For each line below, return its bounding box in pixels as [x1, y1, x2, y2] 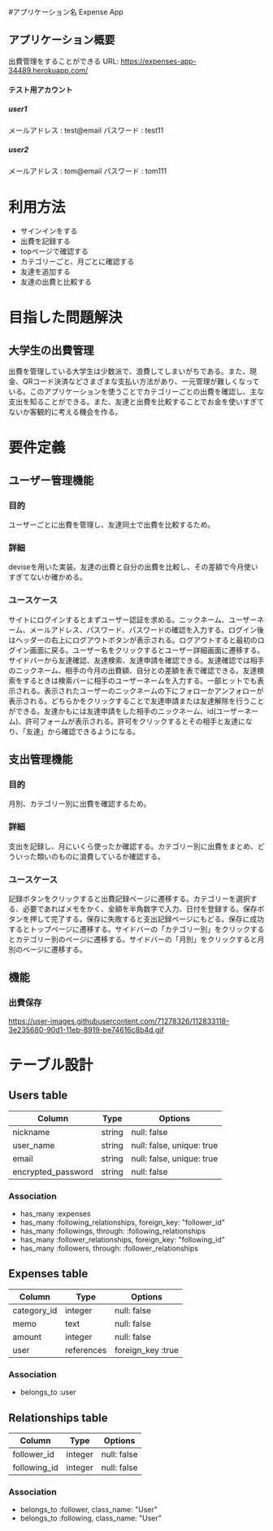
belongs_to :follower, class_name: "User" [19, 1505, 158, 1515]
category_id [12, 1304, 58, 1316]
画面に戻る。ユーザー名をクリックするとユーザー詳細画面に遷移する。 [29, 645, 265, 655]
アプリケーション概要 [8, 33, 115, 47]
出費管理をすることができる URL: [8, 56, 119, 66]
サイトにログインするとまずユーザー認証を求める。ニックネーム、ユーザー [8, 615, 258, 624]
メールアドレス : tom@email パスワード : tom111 [8, 166, 167, 176]
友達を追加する [19, 267, 71, 276]
